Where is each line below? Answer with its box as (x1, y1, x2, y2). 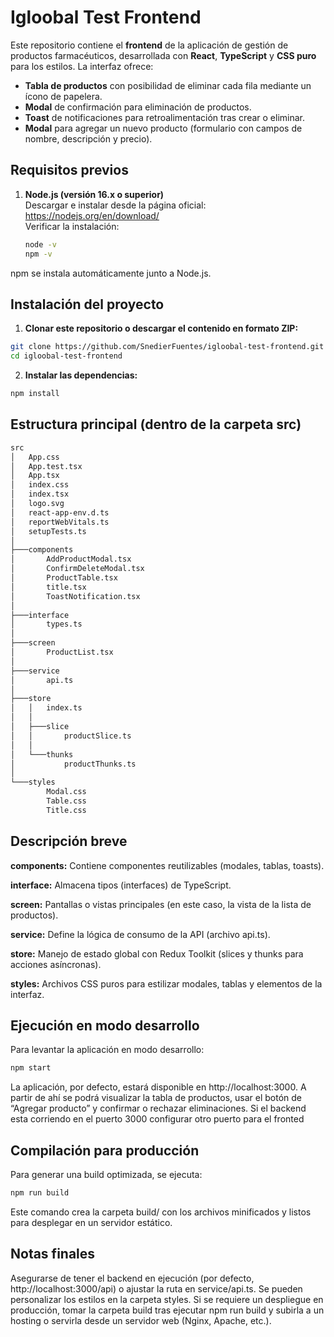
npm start (10, 1063, 52, 1073)
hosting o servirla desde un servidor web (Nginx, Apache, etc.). (10, 1314, 272, 1326)
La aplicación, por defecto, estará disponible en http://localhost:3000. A (10, 1081, 307, 1093)
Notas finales (10, 1246, 96, 1263)
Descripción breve (10, 833, 128, 850)
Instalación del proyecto (10, 296, 165, 313)
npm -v (24, 249, 53, 259)
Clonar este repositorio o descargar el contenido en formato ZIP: (24, 322, 299, 335)
